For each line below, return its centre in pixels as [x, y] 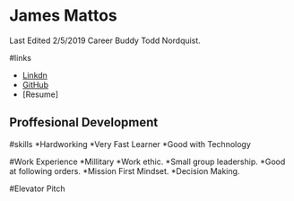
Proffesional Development [84, 122]
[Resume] [40, 94]
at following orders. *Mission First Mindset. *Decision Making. [125, 170]
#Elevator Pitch [37, 188]
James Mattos [64, 16]
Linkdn [35, 75]
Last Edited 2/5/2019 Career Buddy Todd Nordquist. [105, 40]
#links [20, 57]
